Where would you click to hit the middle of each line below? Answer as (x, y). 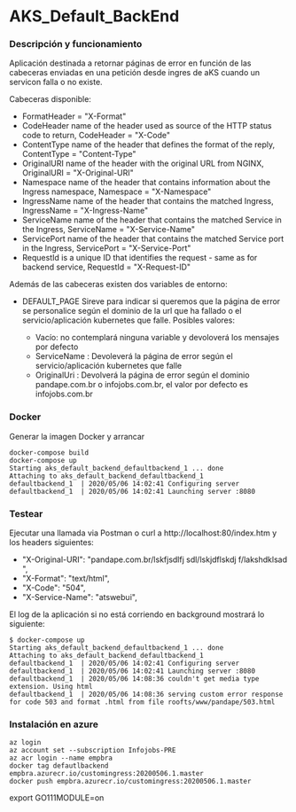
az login (25, 743)
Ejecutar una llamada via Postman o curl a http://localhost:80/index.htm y (143, 533)
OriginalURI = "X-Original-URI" (78, 173)
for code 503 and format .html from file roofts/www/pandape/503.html (142, 702)
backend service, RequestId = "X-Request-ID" (106, 267)
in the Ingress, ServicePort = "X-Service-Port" (106, 248)
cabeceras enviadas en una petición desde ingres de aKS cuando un (135, 73)
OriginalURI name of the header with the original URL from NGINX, (143, 164)
